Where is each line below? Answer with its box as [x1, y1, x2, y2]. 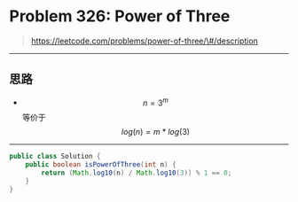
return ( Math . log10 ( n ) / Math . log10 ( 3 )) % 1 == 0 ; [41, 168, 232, 178]
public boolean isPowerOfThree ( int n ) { [25, 160, 176, 169]
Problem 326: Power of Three [9, 6, 231, 27]
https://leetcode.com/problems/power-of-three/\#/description [30, 35, 259, 46]
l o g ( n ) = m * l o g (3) [121, 127, 191, 137]
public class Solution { [9, 152, 101, 161]
